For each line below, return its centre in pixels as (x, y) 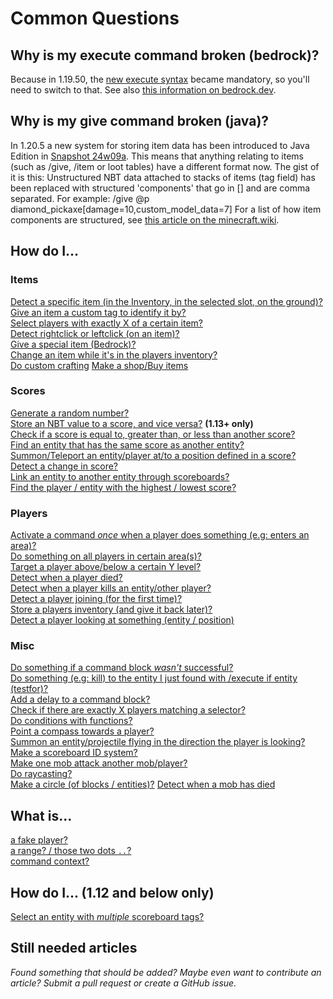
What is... (41, 815)
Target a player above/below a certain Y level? (106, 567)
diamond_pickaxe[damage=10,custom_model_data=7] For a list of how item (166, 209)
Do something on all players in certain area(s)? (106, 556)
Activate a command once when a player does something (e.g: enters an (160, 535)
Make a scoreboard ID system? (74, 753)
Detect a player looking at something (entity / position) (122, 620)
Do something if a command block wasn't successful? (122, 668)
